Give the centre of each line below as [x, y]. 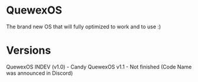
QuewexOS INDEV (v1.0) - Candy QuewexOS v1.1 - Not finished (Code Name [99, 67]
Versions [29, 50]
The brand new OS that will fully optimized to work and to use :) [84, 27]
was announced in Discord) [40, 73]
